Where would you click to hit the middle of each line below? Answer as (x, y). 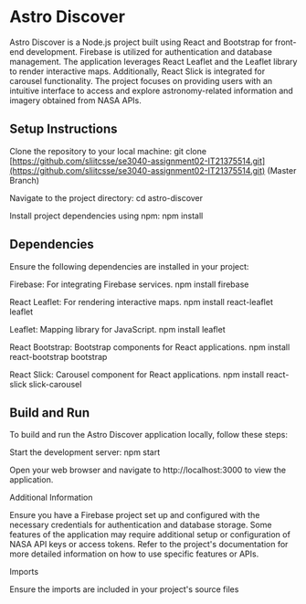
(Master (282, 170)
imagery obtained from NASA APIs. (75, 100)
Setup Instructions (63, 129)
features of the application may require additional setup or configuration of (150, 535)
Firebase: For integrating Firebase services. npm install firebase (129, 284)
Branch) (24, 180)
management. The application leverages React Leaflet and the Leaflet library (153, 61)
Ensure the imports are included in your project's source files (124, 589)
